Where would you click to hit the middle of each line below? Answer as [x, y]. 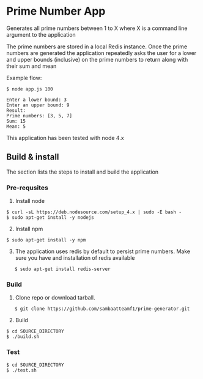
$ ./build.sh [23, 337]
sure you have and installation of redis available [75, 258]
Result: [16, 110]
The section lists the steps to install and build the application [83, 172]
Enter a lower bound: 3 [37, 100]
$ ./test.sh [21, 370]
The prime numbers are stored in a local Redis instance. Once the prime [97, 46]
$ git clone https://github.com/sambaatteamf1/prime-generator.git [102, 309]
